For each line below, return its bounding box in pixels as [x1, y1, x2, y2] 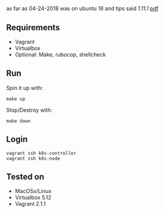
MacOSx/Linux [14, 188, 52, 195]
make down [6, 118, 31, 124]
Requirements [6, 22, 60, 32]
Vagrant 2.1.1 [14, 200, 46, 208]
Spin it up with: [6, 84, 43, 91]
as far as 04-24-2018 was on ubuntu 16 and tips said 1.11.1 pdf [6, 5, 159, 12]
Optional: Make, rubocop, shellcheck [14, 51, 106, 58]
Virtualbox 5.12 [14, 194, 52, 201]
